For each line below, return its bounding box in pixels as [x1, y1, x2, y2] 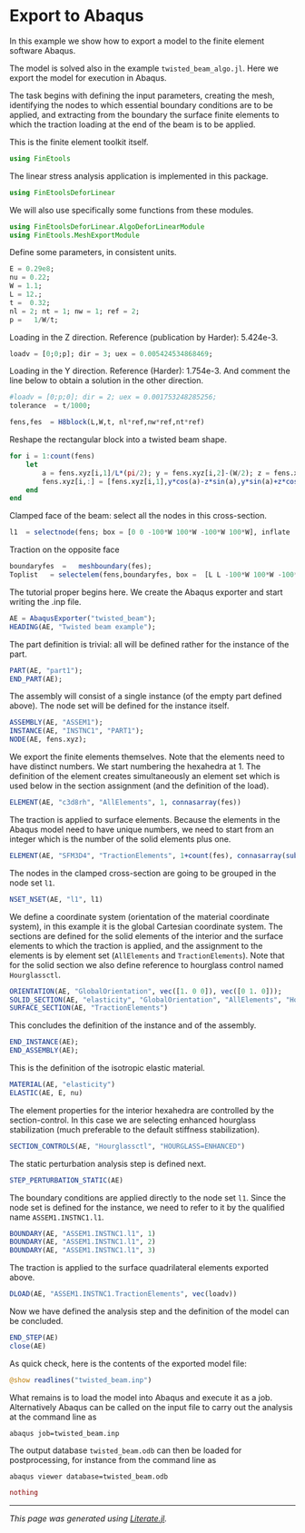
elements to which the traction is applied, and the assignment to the [9, 940, 263, 951]
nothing [9, 1488, 39, 1497]
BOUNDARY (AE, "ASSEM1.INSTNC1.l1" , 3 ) [9, 1246, 156, 1255]
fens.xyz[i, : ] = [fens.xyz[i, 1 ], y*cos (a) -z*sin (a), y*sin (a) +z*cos [42, 477, 299, 486]
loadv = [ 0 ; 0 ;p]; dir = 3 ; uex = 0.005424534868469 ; [9, 349, 213, 359]
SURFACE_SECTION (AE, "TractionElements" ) [9, 1004, 169, 1013]
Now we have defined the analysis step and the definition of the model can [9, 1306, 290, 1317]
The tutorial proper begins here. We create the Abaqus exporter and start [9, 587, 283, 598]
